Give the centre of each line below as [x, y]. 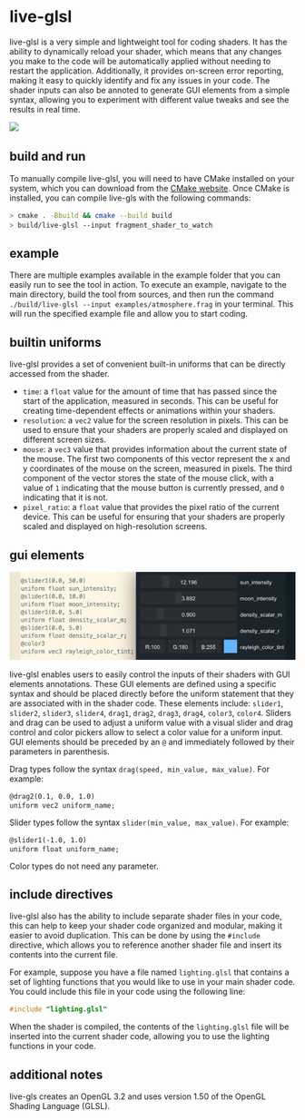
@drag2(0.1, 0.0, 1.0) [52, 796]
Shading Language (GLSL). [60, 1106]
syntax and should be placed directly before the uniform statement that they [152, 693]
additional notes [56, 1074]
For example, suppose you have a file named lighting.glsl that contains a [149, 972]
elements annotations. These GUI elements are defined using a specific [143, 683]
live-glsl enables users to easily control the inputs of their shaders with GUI [150, 674]
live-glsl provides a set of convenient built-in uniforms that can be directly [148, 364]
